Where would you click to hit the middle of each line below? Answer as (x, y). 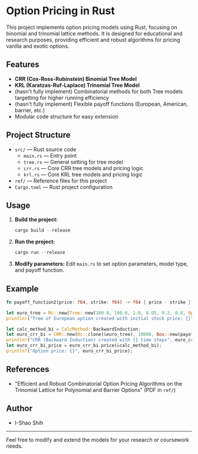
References (28, 369)
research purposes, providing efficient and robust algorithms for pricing (93, 40)
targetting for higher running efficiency (62, 97)
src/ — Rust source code (45, 149)
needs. (14, 446)
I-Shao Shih (29, 423)
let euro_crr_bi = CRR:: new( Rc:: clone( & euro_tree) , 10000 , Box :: (88, 335)
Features (23, 65)
